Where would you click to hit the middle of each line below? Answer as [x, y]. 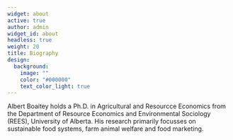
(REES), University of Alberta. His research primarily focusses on [102, 122]
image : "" [35, 73]
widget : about [28, 14]
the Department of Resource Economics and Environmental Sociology [109, 114]
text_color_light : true [55, 86]
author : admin [28, 27]
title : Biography [33, 54]
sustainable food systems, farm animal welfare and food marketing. [106, 129]
